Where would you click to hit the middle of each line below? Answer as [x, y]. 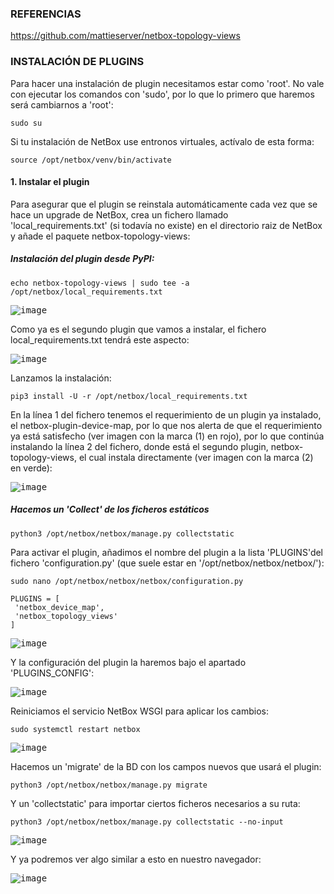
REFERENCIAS [46, 14]
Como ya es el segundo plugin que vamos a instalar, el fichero [138, 329]
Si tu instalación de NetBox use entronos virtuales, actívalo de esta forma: [162, 141]
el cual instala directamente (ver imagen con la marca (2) [196, 457]
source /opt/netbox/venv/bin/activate [91, 160]
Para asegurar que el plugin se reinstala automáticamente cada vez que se [164, 204]
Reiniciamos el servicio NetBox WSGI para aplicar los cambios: [140, 711]
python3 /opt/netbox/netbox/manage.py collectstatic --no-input [147, 822]
